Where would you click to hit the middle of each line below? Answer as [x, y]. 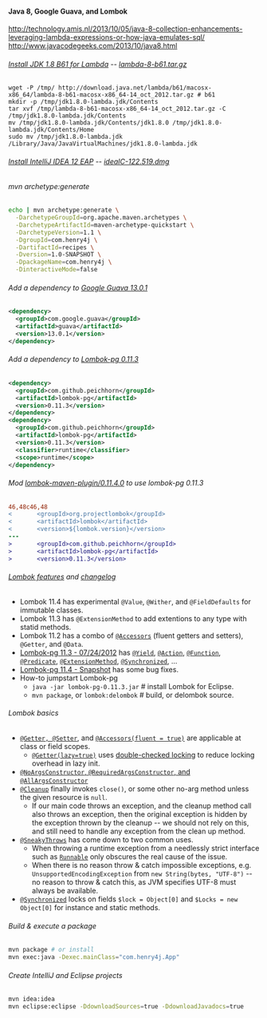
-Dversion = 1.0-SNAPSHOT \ [59, 255]
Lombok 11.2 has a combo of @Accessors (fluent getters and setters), [132, 636]
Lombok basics [33, 713]
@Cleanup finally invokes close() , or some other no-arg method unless [134, 788]
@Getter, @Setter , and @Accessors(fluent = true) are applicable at [130, 738]
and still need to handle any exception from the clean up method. [138, 831]
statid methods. [45, 627]
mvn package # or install [51, 950]
